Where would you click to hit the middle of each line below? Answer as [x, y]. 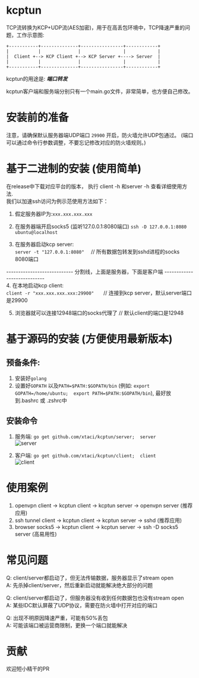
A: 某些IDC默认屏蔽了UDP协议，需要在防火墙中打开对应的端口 [82, 605]
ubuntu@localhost [36, 232]
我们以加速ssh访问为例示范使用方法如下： [57, 201]
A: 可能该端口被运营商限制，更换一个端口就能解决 [67, 625]
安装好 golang [31, 378]
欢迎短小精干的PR [28, 669]
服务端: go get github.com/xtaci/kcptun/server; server [85, 436]
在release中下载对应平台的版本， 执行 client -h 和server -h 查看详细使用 [94, 186]
